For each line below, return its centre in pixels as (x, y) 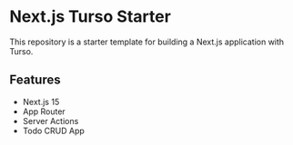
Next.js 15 (41, 101)
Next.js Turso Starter (90, 17)
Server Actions (51, 121)
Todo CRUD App (53, 130)
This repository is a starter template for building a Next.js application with (147, 42)
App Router (44, 111)
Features (35, 80)
